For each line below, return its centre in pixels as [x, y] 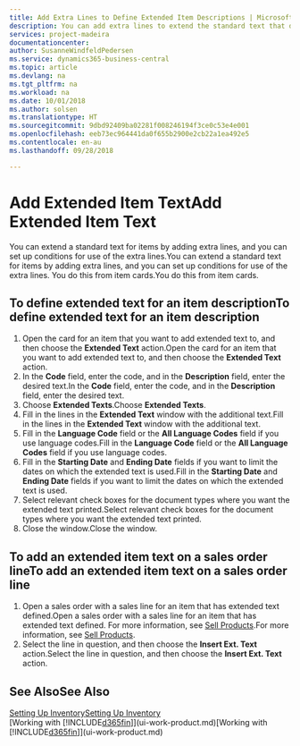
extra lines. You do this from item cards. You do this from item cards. [134, 275]
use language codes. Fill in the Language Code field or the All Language [155, 443]
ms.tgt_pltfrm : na [43, 84]
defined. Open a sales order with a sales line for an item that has [139, 616]
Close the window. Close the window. [90, 529]
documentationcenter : [50, 42]
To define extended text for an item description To [150, 303]
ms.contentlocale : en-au [55, 142]
